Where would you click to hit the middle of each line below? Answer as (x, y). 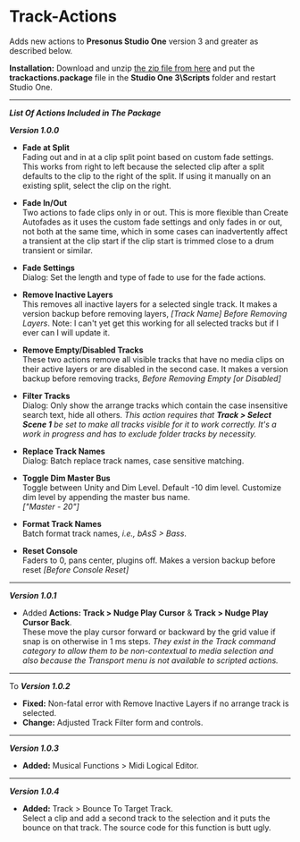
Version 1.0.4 (34, 791)
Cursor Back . (47, 622)
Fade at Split (46, 147)
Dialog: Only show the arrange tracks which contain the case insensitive (155, 405)
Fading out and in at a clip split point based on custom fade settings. (148, 157)
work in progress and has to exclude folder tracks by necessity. (139, 434)
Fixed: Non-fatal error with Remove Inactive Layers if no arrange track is (155, 703)
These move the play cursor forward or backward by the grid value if (149, 632)
